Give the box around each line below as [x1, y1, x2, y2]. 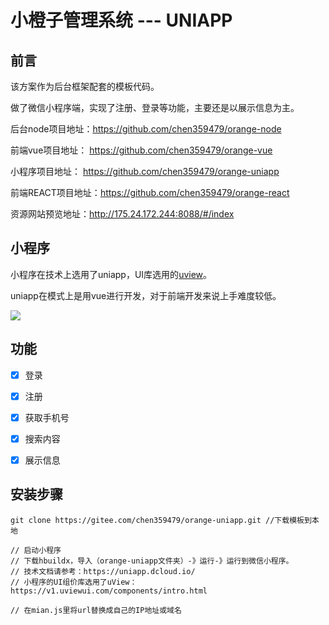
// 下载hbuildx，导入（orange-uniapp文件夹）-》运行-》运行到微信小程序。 [10, 556, 294, 566]
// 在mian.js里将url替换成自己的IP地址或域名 [10, 605, 182, 615]
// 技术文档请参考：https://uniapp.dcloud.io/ [10, 566, 196, 576]
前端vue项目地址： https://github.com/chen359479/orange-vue [10, 144, 273, 156]
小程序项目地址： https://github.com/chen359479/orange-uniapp [10, 166, 280, 177]
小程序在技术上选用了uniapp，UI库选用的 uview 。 [10, 268, 213, 280]
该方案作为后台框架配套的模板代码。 [10, 81, 160, 92]
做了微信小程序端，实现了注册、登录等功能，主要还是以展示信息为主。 [10, 102, 300, 113]
